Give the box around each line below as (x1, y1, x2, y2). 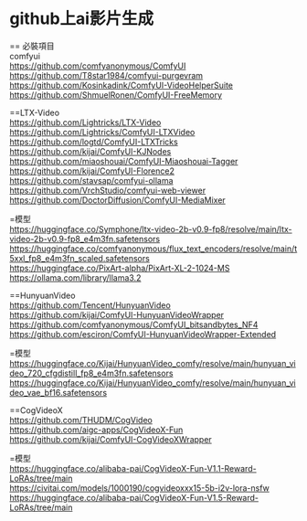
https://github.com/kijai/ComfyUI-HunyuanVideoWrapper (9, 309, 225, 320)
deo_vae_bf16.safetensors (9, 387, 108, 398)
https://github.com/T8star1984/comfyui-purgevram (9, 69, 204, 80)
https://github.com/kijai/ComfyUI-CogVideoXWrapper (9, 433, 212, 444)
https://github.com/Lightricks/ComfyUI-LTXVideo (9, 126, 196, 137)
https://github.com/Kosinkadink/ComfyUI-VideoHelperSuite (9, 80, 233, 90)
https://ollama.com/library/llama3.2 (9, 271, 142, 283)
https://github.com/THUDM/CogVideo (9, 414, 153, 425)
